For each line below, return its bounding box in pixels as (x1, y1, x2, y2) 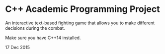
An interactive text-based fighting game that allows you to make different (5, 20, 155, 26)
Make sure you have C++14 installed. (5, 35, 81, 41)
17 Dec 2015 (5, 44, 30, 50)
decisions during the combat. (5, 25, 66, 31)
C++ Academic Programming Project (5, 3, 160, 15)
